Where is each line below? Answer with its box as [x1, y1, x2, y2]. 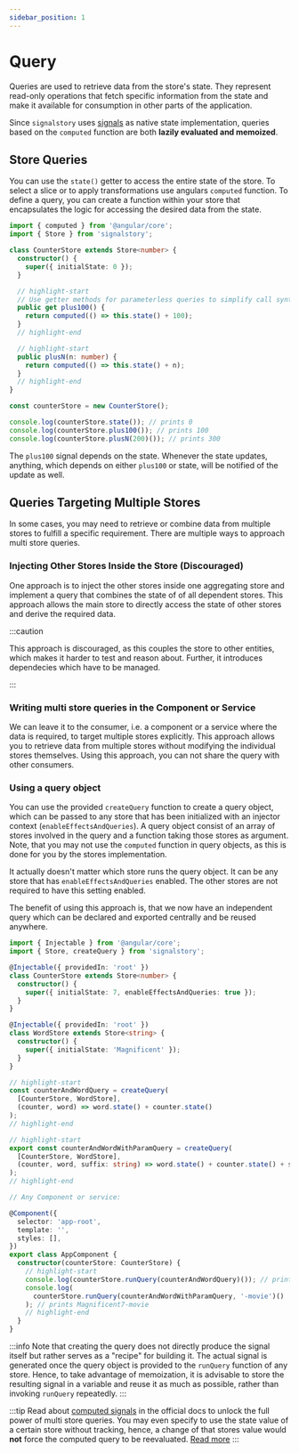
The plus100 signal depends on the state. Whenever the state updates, [9, 451, 269, 461]
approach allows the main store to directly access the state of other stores [9, 598, 282, 610]
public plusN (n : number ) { [17, 353, 117, 361]
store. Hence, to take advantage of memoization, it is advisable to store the [9, 1369, 285, 1380]
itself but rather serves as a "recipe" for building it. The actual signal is [9, 1351, 268, 1361]
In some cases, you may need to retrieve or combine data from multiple [9, 518, 271, 530]
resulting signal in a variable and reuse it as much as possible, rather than [9, 1379, 279, 1390]
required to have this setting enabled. [9, 885, 147, 896]
